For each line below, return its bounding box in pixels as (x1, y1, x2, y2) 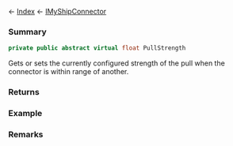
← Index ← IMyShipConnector (8, 7, 107, 16)
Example (8, 108, 43, 119)
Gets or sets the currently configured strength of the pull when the (8, 58, 226, 68)
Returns (8, 87, 40, 98)
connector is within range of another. (8, 67, 129, 77)
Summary (8, 26, 48, 37)
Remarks (8, 129, 44, 140)
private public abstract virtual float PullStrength (8, 44, 186, 52)
